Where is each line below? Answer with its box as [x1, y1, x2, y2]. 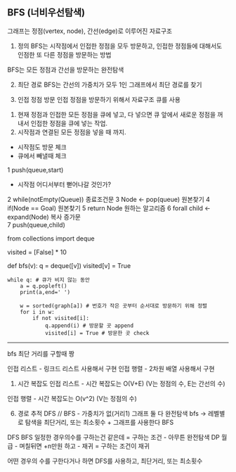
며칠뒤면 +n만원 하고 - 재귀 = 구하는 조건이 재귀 [19, 442, 150, 450]
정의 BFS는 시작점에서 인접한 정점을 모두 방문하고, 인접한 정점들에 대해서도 [17, 42, 223, 50]
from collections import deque [7, 234, 95, 243]
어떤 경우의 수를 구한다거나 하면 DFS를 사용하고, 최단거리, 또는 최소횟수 [7, 457, 203, 465]
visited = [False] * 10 [7, 248, 67, 256]
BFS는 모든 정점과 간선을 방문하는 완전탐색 [7, 65, 124, 74]
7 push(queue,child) [7, 220, 65, 229]
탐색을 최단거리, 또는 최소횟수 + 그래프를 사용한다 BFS [25, 418, 174, 426]
